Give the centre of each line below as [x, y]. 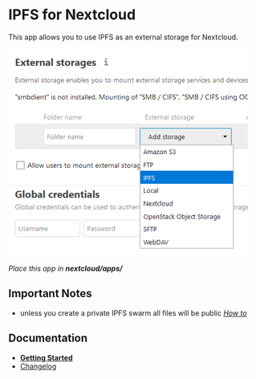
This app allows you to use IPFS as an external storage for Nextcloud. [123, 37]
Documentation [48, 338]
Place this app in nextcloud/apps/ [65, 268]
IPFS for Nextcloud [72, 15]
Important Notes [50, 293]
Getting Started [47, 357]
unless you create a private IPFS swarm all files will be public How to [133, 313]
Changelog [38, 366]
